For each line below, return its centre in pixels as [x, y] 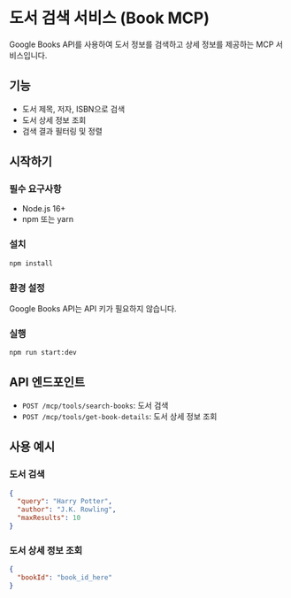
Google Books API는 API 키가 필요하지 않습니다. [93, 308]
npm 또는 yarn [47, 219]
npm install [31, 263]
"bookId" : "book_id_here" [65, 578]
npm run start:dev [43, 353]
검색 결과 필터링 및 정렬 [62, 131]
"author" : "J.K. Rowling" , [67, 510]
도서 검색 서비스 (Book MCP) [110, 18]
